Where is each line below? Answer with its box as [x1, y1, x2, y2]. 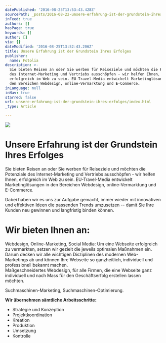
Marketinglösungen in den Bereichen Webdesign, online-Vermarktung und [5, 181, 157, 187]
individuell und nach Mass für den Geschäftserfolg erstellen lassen [5, 272, 141, 278]
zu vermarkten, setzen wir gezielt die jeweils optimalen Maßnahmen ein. [5, 246, 152, 252]
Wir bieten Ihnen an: [5, 225, 90, 236]
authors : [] [5, 21, 30, 26]
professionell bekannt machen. [5, 262, 68, 268]
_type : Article [5, 104, 37, 109]
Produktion [12, 322, 35, 328]
